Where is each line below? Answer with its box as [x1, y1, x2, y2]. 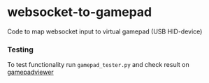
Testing [7, 45, 34, 54]
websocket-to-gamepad [7, 4, 152, 20]
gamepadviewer [7, 68, 54, 77]
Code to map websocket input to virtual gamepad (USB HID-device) [7, 27, 203, 36]
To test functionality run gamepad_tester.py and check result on [7, 61, 190, 69]
